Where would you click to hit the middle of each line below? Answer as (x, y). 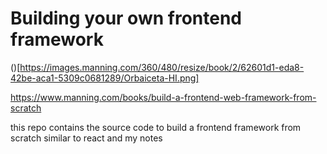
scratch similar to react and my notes (86, 138)
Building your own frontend (126, 18)
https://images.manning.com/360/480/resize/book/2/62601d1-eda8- (162, 67)
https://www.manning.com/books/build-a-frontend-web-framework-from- (163, 97)
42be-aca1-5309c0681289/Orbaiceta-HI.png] (105, 78)
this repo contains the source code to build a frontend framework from (156, 127)
